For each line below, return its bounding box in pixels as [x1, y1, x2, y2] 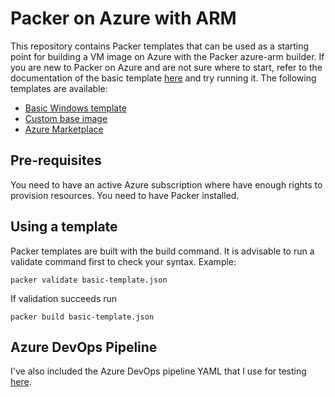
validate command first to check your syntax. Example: [10, 255, 237, 267]
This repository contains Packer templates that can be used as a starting [10, 40, 310, 52]
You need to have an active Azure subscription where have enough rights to [10, 178, 323, 191]
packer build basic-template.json [10, 312, 155, 322]
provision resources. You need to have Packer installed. [10, 189, 240, 201]
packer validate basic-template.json [10, 275, 168, 285]
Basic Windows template [24, 102, 127, 114]
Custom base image [24, 112, 108, 124]
